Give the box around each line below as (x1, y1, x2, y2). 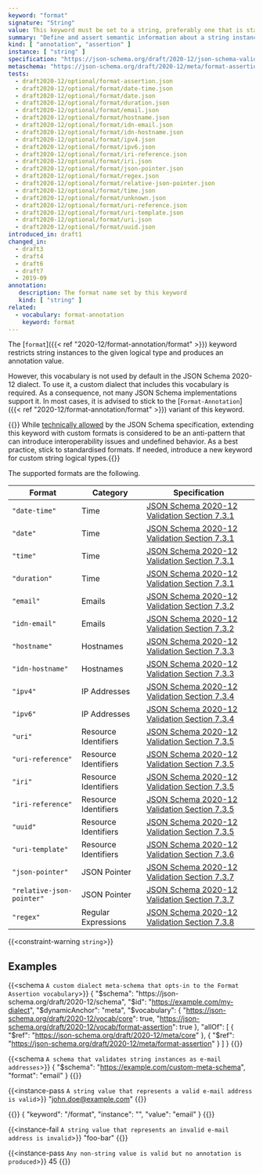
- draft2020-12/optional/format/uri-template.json (15, 209, 184, 217)
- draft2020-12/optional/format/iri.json (15, 158, 153, 166)
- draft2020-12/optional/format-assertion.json (15, 77, 174, 85)
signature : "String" (8, 19, 76, 27)
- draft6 (15, 260, 44, 268)
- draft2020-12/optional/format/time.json (15, 186, 156, 195)
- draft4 (15, 252, 44, 260)
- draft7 (15, 267, 44, 275)
